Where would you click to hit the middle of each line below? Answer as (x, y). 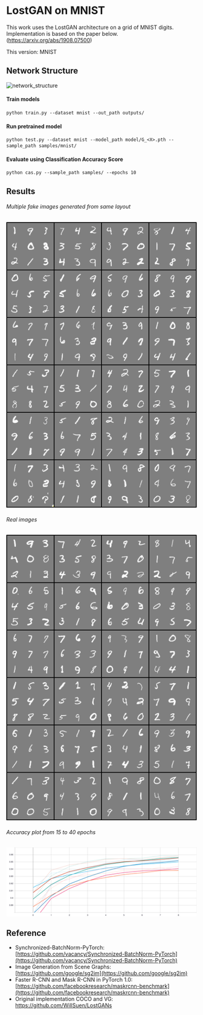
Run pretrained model (34, 126)
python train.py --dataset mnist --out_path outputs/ (76, 113)
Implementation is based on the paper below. (63, 33)
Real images (22, 519)
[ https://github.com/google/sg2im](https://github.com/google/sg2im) (101, 973)
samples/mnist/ (58, 146)
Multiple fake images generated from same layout (69, 207)
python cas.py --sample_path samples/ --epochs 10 (71, 173)
